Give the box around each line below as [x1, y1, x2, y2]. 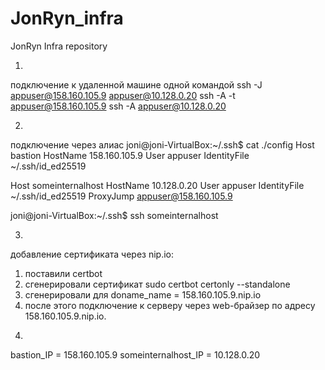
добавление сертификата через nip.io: [10, 248, 175, 260]
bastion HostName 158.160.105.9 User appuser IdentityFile [10, 149, 250, 161]
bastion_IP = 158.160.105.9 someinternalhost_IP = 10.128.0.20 [10, 348, 261, 361]
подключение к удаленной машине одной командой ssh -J [10, 78, 263, 91]
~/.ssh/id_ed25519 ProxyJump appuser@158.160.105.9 [10, 190, 233, 202]
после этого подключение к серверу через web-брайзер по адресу [24, 299, 316, 311]
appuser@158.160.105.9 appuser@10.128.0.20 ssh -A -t [10, 89, 236, 101]
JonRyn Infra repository [10, 40, 108, 52]
